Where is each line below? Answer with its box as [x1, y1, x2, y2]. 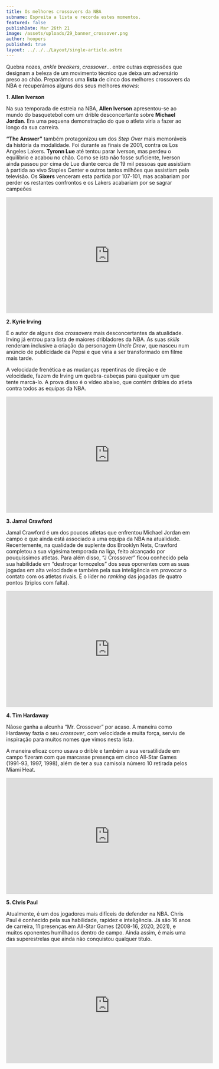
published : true [6, 42, 46, 48]
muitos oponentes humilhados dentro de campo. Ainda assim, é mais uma [6, 929, 186, 936]
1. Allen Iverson [6, 93, 45, 100]
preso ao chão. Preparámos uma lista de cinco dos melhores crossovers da [6, 76, 191, 83]
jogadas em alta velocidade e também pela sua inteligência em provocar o [6, 566, 187, 573]
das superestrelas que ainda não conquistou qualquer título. [6, 935, 152, 942]
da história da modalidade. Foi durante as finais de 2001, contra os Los [6, 141, 178, 148]
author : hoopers [6, 36, 46, 42]
